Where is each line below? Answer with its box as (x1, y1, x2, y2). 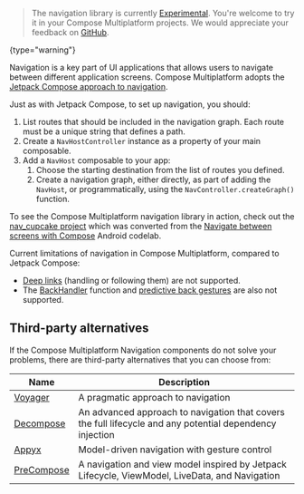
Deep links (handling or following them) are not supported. (22, 276, 242, 286)
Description (157, 375, 211, 388)
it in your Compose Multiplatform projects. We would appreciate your (31, 17, 290, 28)
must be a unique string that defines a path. (22, 126, 185, 137)
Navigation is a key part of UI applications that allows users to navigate (9, 63, 274, 73)
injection (78, 428, 115, 441)
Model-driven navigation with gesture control (78, 443, 272, 456)
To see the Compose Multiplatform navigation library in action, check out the (9, 211, 295, 221)
